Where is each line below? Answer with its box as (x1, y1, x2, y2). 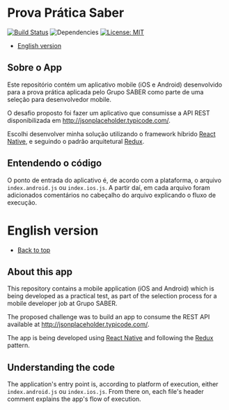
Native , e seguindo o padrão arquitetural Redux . (7, 137, 145, 145)
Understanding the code (7, 361, 116, 373)
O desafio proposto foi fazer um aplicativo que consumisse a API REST (7, 108, 210, 117)
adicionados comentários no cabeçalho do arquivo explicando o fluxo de (7, 191, 216, 199)
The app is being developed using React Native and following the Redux (7, 334, 214, 342)
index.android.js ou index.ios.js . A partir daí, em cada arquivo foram (7, 183, 210, 191)
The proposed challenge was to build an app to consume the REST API (7, 313, 210, 321)
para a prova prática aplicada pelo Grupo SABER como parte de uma (7, 87, 204, 96)
